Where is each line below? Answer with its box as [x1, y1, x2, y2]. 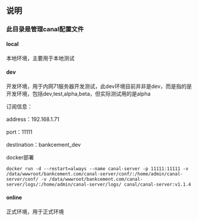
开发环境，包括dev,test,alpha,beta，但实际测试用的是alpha [6, 90, 151, 97]
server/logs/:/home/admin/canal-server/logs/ [6, 181, 121, 187]
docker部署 [6, 153, 34, 161]
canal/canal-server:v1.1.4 [123, 181, 191, 187]
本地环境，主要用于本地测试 [6, 55, 75, 62]
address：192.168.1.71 [6, 116, 60, 123]
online [6, 194, 22, 201]
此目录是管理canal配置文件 [6, 25, 84, 34]
